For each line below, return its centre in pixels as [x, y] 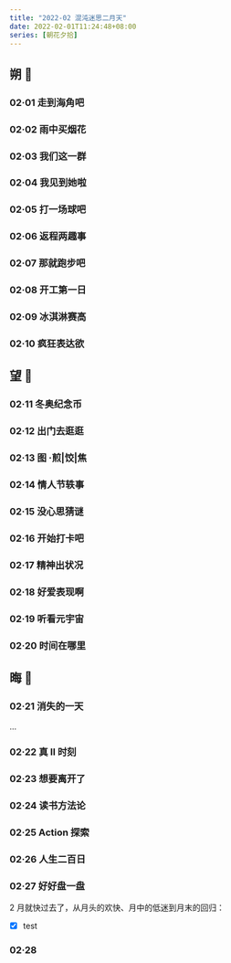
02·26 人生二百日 [48, 859]
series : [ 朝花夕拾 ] [44, 35]
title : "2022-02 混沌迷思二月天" [68, 18]
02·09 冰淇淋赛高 [48, 317]
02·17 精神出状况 [47, 565]
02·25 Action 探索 [49, 832]
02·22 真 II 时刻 [43, 752]
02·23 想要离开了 [47, 779]
